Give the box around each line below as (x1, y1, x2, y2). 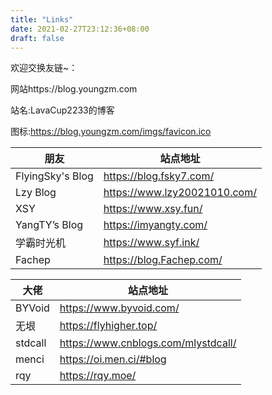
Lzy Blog (15, 186, 57, 200)
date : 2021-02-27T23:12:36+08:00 (10, 24, 150, 34)
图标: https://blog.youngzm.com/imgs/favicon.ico (10, 126, 212, 138)
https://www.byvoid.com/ (59, 301, 180, 315)
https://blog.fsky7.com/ (103, 169, 215, 183)
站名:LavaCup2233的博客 (10, 104, 115, 116)
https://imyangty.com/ (103, 218, 208, 232)
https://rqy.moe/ (59, 369, 137, 383)
